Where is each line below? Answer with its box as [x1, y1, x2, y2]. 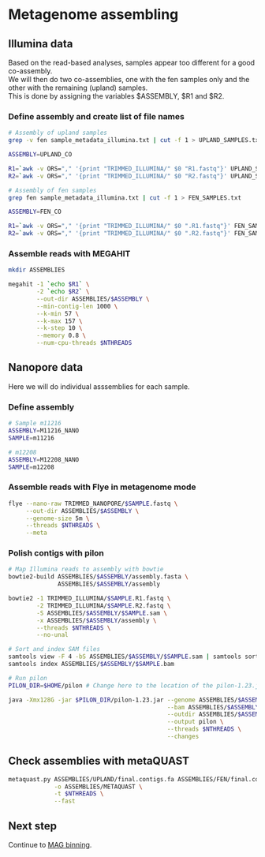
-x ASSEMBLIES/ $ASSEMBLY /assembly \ [36, 616, 157, 624]
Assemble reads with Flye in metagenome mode [8, 481, 196, 492]
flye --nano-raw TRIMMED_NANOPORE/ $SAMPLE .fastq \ [8, 500, 178, 507]
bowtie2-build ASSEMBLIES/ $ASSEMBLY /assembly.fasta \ [8, 573, 189, 581]
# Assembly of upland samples [8, 129, 108, 137]
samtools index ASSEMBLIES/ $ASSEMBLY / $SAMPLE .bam [8, 661, 175, 668]
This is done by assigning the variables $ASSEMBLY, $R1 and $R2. [8, 92, 225, 100]
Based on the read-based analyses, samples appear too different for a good [8, 58, 255, 67]
